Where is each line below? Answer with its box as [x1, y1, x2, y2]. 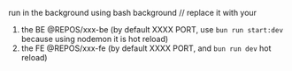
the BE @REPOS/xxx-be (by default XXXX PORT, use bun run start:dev [20, 25, 284, 34]
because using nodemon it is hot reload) [20, 34, 169, 44]
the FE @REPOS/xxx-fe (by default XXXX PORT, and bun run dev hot [20, 43, 272, 53]
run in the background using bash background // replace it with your [8, 8, 257, 18]
